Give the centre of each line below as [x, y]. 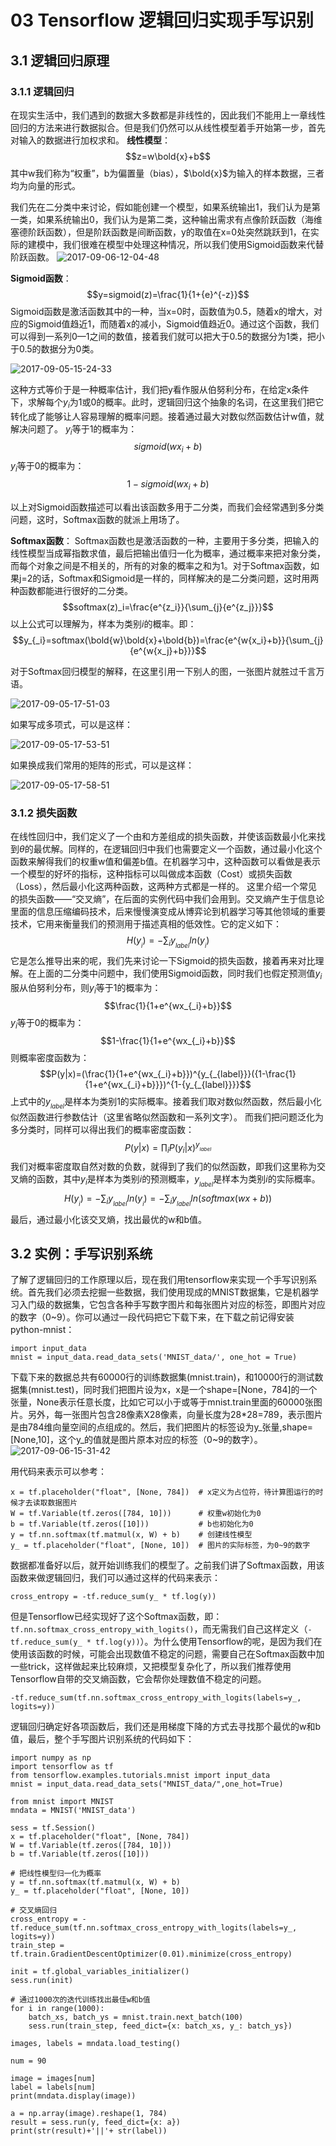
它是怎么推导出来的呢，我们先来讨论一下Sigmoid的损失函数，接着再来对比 [163, 961]
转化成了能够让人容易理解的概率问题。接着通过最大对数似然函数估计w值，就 [167, 416]
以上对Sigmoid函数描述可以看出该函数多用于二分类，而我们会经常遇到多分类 [167, 507]
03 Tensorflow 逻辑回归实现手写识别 [162, 20]
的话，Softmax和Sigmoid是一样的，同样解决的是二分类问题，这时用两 [176, 578]
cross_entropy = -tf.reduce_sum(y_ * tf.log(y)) [113, 1597]
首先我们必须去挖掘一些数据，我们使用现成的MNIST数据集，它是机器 [168, 1292]
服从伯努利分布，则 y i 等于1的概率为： [86, 989]
